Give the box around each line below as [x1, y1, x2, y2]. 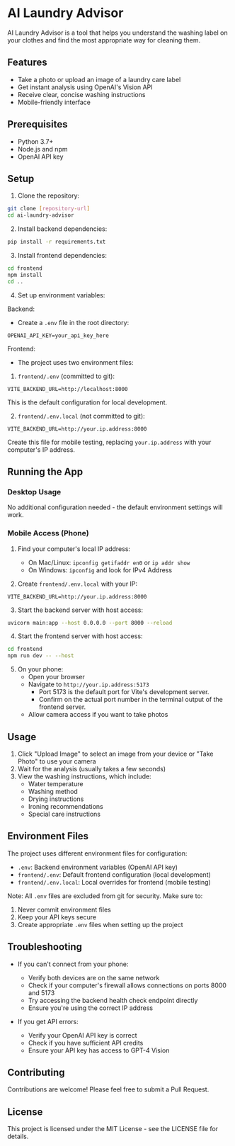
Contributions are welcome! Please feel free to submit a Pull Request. [7, 1085, 210, 1094]
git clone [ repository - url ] [7, 205, 91, 212]
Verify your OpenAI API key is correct [28, 1031, 137, 1039]
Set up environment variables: [17, 290, 105, 299]
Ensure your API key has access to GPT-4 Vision [28, 1046, 170, 1055]
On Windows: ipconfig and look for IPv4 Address [28, 565, 172, 574]
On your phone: [17, 665, 64, 674]
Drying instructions [28, 795, 84, 803]
